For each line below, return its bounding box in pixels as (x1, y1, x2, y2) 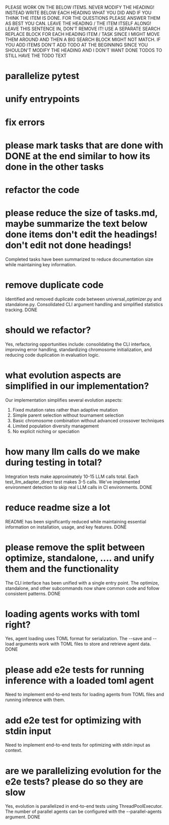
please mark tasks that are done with (5, 139, 163, 151)
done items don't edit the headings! (5, 229, 157, 240)
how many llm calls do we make (5, 446, 140, 457)
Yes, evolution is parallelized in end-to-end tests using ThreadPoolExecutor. (5, 803, 163, 809)
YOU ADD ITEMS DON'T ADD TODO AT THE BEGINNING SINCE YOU (5, 42, 148, 47)
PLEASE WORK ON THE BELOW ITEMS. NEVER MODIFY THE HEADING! (5, 5, 155, 10)
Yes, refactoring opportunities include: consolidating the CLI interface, (5, 341, 151, 347)
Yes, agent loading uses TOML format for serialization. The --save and (5, 636, 152, 642)
